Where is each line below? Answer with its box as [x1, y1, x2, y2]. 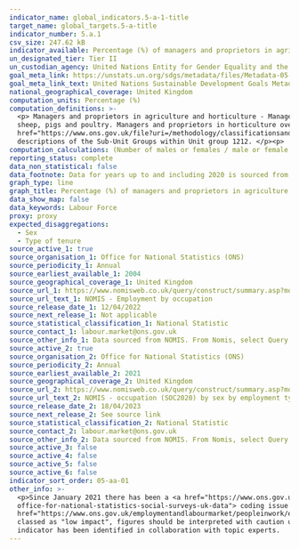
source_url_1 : [9, 286, 62, 295]
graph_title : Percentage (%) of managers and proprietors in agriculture [9, 187, 289, 196]
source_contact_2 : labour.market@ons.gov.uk [9, 426, 177, 436]
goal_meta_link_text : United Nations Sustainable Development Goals [9, 79, 269, 88]
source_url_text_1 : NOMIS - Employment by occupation [9, 295, 214, 303]
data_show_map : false [9, 195, 90, 205]
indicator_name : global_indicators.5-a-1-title [9, 12, 190, 22]
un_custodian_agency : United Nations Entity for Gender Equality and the [9, 63, 289, 72]
